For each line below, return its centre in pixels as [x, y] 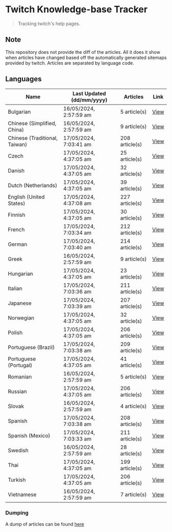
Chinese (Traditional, [33, 138]
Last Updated [89, 93]
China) [16, 130]
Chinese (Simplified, [32, 123]
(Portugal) [20, 365]
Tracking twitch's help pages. [49, 24]
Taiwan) [17, 144]
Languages [24, 79]
